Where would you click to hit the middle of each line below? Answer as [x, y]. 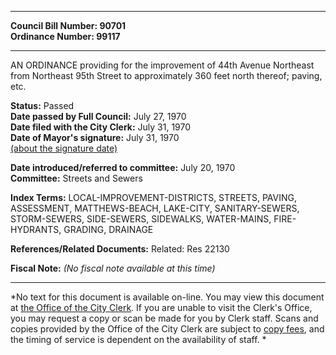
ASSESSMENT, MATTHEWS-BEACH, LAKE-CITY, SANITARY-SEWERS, [155, 208]
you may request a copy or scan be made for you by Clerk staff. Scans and [164, 318]
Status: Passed [42, 105]
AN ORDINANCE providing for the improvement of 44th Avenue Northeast [162, 65]
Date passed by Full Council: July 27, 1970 [98, 116]
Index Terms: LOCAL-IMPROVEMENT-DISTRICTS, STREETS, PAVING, [153, 197]
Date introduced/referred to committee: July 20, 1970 [123, 167]
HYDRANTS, [36, 229]
